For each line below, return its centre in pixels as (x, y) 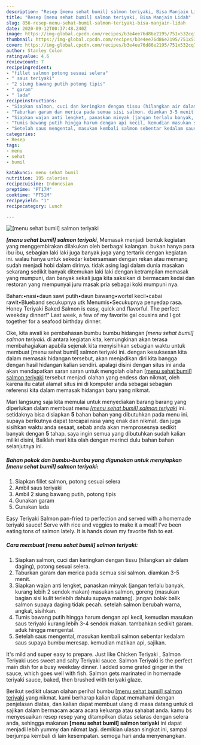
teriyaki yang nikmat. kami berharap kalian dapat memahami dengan (90, 698)
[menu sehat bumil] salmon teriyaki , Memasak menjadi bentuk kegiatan (96, 240)
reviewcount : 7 (25, 62)
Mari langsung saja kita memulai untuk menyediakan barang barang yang (96, 402)
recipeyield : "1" (28, 200)
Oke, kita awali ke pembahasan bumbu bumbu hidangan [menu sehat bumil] (100, 333)
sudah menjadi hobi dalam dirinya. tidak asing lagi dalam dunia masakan (95, 265)
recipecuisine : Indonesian (40, 184)
